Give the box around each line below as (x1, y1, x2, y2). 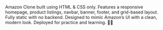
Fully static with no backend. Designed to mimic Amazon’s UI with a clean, (5, 15, 158, 20)
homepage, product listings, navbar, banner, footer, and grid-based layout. (5, 9, 159, 15)
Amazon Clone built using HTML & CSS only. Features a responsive (5, 4, 144, 10)
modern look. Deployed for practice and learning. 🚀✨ (5, 19, 114, 25)
